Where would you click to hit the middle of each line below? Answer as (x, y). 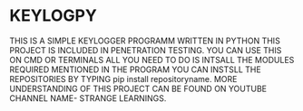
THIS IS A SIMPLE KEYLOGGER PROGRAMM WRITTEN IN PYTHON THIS (145, 41)
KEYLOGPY (53, 16)
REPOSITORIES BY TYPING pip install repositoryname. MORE (123, 79)
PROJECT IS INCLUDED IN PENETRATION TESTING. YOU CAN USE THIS (146, 50)
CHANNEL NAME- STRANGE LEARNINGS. (88, 98)
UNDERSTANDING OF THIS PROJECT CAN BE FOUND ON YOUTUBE (138, 88)
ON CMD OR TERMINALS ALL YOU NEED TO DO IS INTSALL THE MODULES (152, 60)
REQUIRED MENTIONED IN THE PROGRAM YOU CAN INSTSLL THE (135, 69)
